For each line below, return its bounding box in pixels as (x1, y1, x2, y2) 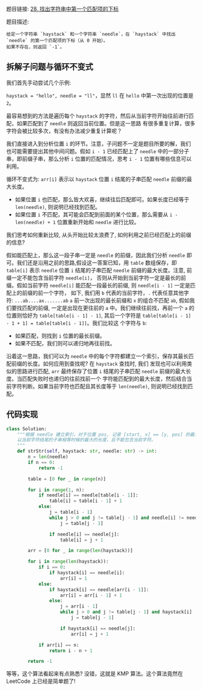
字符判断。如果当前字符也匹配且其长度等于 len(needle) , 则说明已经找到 (11, 382, 188, 390)
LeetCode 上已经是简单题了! (6, 677, 76, 685)
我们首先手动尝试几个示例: (6, 79, 72, 86)
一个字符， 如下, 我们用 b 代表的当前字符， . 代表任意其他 (43, 289, 185, 296)
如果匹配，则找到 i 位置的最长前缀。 (14, 332, 105, 339)
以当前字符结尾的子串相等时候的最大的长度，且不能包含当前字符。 (17, 437, 156, 443)
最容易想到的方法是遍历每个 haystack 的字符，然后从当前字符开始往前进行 (6, 112, 189, 119)
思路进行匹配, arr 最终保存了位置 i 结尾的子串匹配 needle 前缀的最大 (16, 367, 186, 375)
